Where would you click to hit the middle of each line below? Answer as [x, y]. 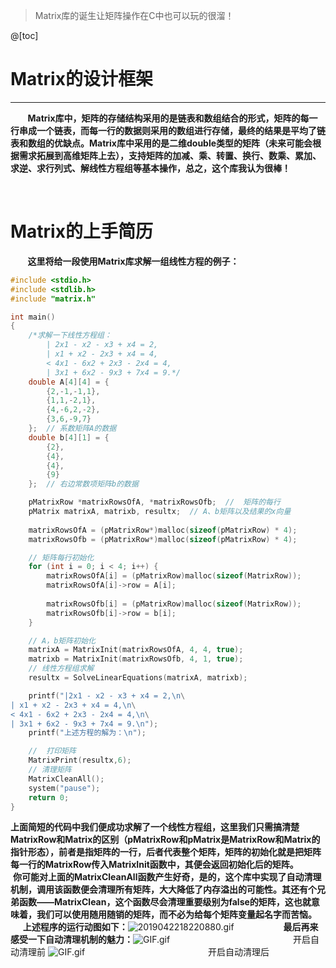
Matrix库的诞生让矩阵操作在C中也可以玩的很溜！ [134, 15]
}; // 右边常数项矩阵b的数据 [83, 484]
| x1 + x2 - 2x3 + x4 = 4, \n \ [73, 705]
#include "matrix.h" [53, 299]
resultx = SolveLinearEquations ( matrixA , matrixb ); [138, 678]
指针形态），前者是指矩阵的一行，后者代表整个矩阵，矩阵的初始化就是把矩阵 [166, 852]
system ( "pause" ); [64, 788]
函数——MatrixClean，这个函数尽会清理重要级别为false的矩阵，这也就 [165, 902]
